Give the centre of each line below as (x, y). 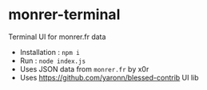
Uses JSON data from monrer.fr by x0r (84, 68)
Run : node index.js (53, 61)
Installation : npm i (50, 52)
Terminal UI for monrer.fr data (57, 37)
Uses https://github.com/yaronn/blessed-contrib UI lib (109, 77)
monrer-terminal (64, 15)
